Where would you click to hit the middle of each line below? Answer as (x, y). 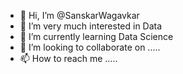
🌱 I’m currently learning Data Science (96, 36)
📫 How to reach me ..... (68, 58)
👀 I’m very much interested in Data (91, 26)
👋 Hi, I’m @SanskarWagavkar (79, 15)
